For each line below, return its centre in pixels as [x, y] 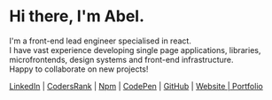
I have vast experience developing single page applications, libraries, [135, 50]
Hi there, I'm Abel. [77, 16]
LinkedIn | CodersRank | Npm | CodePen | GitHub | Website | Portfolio [136, 86]
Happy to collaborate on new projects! [79, 69]
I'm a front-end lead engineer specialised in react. [101, 41]
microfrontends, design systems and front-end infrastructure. [121, 59]
